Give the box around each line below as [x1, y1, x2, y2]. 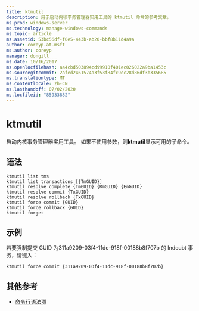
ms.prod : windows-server [6, 20, 68, 26]
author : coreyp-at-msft [6, 42, 66, 48]
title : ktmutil [6, 8, 44, 15]
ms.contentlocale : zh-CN [6, 81, 68, 87]
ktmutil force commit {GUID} [6, 199, 79, 206]
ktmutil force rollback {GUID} [6, 204, 84, 210]
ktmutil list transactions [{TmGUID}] [6, 178, 102, 185]
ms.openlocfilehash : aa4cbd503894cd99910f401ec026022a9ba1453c [6, 64, 167, 70]
